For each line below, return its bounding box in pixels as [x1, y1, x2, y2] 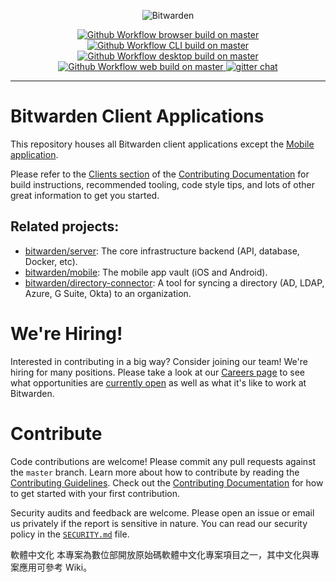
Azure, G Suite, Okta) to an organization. [24, 287, 192, 299]
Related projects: [10, 218, 120, 235]
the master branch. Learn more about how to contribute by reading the [10, 466, 300, 478]
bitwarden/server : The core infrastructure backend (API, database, [24, 245, 300, 257]
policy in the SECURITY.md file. [10, 528, 130, 540]
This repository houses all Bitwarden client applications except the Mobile [10, 138, 315, 150]
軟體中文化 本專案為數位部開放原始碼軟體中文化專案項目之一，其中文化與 [10, 548, 311, 560]
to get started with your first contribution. [10, 487, 180, 499]
